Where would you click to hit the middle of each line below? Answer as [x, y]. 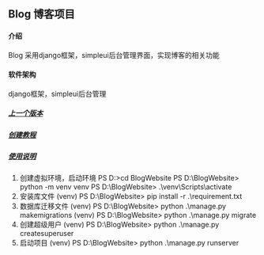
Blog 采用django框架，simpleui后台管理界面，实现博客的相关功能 [114, 55]
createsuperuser [47, 233]
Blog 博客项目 [41, 14]
